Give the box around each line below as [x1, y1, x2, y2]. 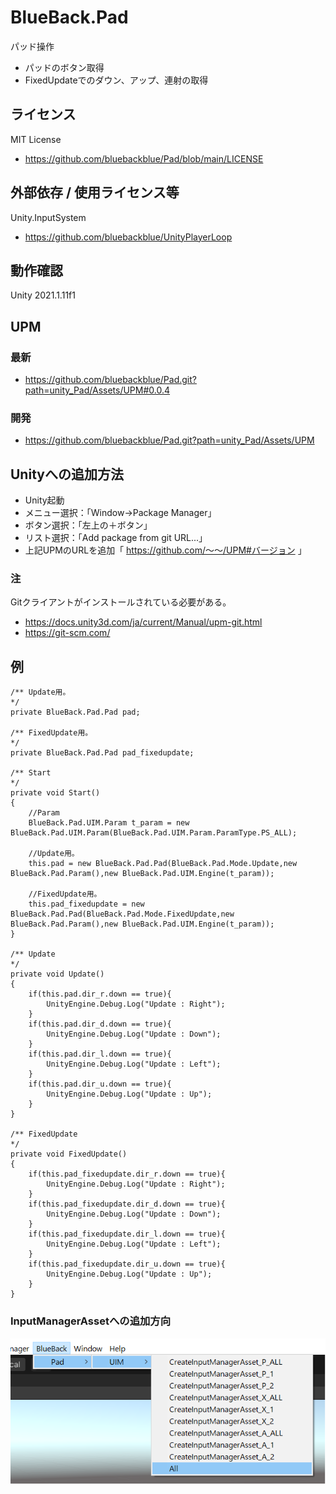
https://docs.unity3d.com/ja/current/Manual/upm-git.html [24, 616, 263, 628]
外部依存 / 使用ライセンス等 [10, 184, 180, 201]
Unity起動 [24, 494, 65, 506]
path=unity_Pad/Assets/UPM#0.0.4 [24, 384, 171, 396]
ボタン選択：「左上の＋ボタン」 [24, 519, 153, 531]
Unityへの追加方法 [10, 466, 124, 483]
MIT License [10, 133, 62, 145]
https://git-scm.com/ [24, 627, 111, 639]
